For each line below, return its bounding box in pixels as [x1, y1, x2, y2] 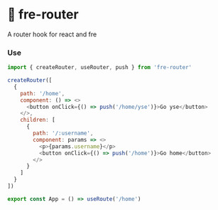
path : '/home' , [20, 90, 65, 97]
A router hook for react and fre [7, 30, 97, 38]
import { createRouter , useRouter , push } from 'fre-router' [7, 64, 192, 71]
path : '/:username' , [33, 130, 94, 137]
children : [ [20, 117, 55, 124]
